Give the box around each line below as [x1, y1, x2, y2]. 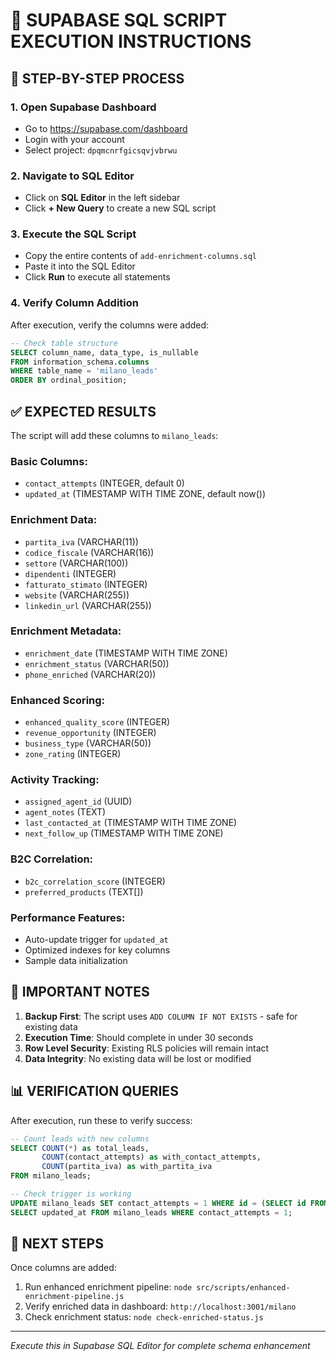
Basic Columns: [10, 454, 88, 468]
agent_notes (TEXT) [24, 806, 107, 818]
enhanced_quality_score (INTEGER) [24, 716, 171, 728]
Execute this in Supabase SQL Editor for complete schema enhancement [10, 1340, 311, 1352]
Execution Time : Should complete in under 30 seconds [24, 1031, 254, 1043]
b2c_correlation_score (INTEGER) [24, 875, 166, 887]
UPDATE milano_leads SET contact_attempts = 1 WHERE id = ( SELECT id [10, 1198, 307, 1208]
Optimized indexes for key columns [24, 944, 171, 956]
